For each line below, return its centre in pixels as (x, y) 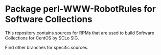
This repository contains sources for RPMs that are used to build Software (80, 33)
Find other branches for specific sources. (47, 47)
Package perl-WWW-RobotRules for (80, 9)
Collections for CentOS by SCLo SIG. (42, 38)
